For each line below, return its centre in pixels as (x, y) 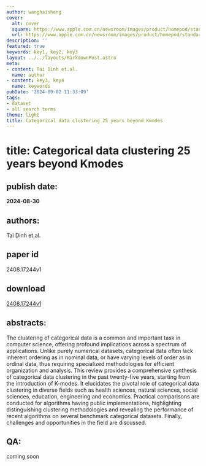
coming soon (23, 456)
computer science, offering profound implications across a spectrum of (97, 344)
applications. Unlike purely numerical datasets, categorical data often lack (100, 351)
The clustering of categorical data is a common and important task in (93, 338)
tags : (13, 98)
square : (22, 29)
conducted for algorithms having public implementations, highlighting (94, 403)
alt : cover (26, 23)
